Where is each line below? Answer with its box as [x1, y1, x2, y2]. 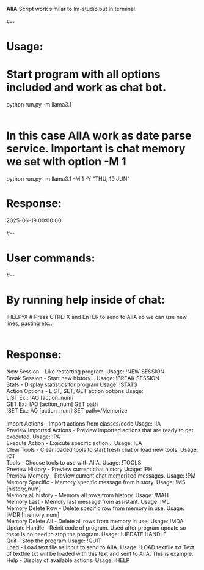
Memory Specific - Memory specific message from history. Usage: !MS [6, 478, 186, 486]
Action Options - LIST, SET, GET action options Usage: [6, 387, 144, 394]
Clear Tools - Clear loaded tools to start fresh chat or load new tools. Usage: [6, 446, 199, 453]
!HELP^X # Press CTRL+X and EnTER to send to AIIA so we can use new [6, 313, 188, 320]
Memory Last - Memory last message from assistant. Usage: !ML [6, 498, 170, 505]
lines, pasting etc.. [6, 320, 53, 327]
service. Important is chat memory [6, 142, 186, 156]
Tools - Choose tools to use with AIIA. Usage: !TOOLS [6, 459, 142, 466]
